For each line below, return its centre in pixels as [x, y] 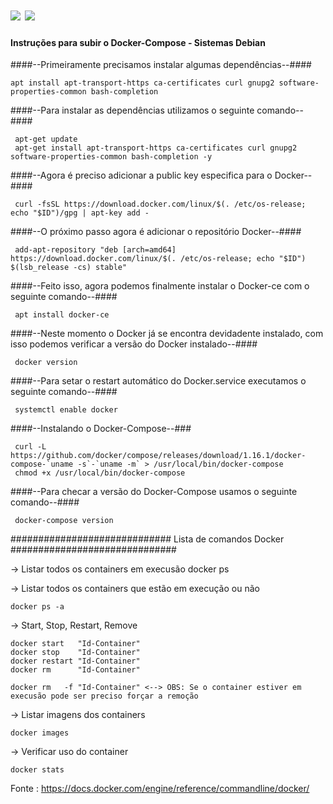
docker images [40, 733]
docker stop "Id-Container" [75, 653]
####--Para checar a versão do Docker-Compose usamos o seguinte [154, 492]
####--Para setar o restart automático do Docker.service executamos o [158, 381]
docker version [46, 363]
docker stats [37, 770]
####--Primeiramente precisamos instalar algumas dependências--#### [161, 65]
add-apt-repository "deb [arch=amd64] [95, 250]
